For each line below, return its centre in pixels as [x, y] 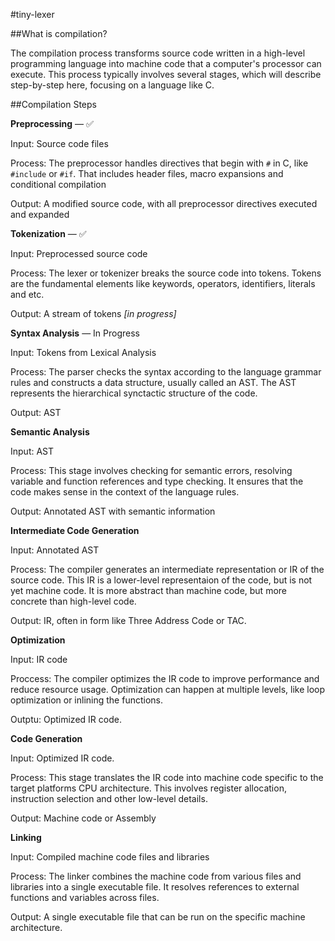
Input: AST [32, 451]
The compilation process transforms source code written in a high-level [158, 53]
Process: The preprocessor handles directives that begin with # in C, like [159, 163]
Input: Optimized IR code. [62, 758]
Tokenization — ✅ [48, 233]
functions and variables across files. [85, 897]
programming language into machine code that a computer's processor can [166, 63]
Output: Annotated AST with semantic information [113, 511]
